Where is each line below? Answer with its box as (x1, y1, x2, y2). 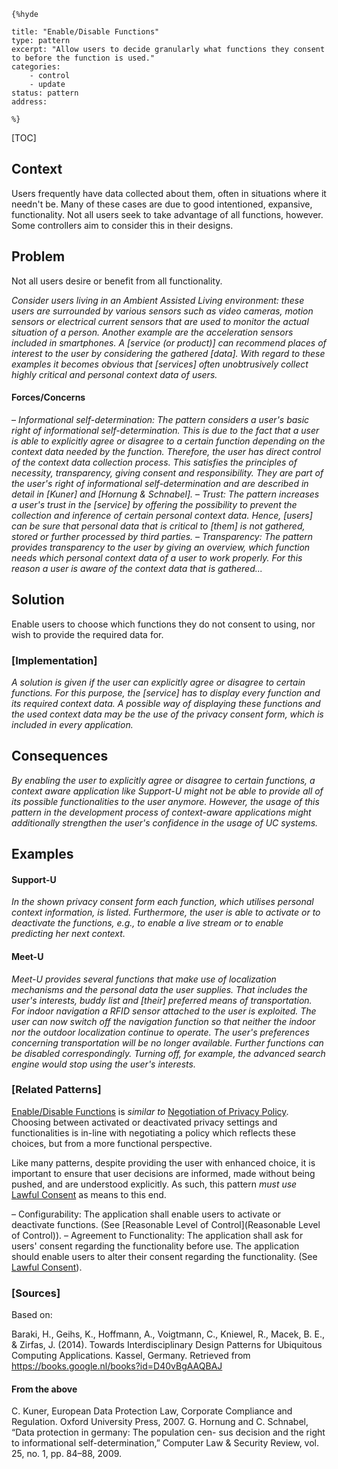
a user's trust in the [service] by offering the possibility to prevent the (11, 498, 298, 510)
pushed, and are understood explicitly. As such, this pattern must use (11, 1178, 298, 1190)
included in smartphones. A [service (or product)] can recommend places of (11, 336, 327, 349)
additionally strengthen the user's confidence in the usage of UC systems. (11, 816, 319, 829)
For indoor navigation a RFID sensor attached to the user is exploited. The (11, 1005, 317, 1017)
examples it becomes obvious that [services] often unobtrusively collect (11, 358, 309, 370)
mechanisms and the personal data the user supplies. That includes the (11, 983, 308, 995)
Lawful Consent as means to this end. (11, 1188, 167, 1200)
